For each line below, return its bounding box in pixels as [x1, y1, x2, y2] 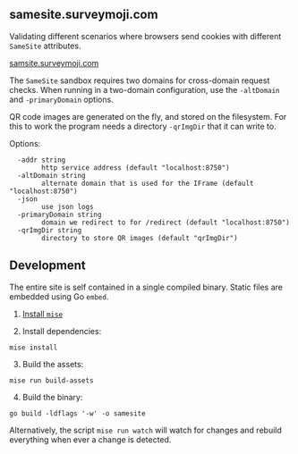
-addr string [17, 156, 66, 164]
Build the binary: [21, 391, 83, 402]
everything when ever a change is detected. [9, 433, 172, 445]
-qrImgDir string [17, 225, 82, 235]
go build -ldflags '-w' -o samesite [9, 408, 146, 418]
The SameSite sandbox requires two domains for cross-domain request [9, 75, 270, 86]
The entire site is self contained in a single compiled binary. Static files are [9, 282, 284, 292]
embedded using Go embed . [9, 290, 109, 302]
